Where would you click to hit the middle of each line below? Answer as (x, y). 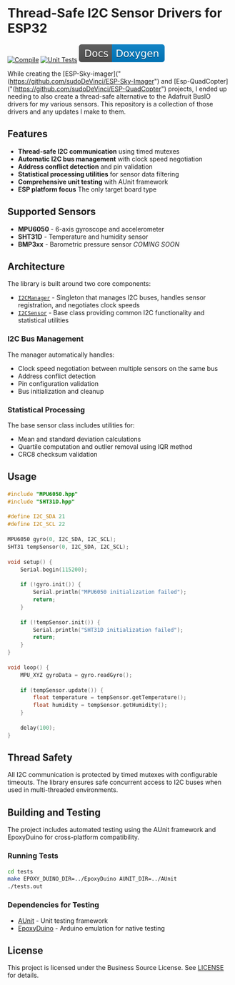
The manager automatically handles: (61, 355)
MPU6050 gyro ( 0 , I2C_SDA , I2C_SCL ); (62, 540)
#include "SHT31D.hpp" (41, 502)
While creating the (34, 74)
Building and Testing (54, 812)
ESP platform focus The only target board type (87, 189)
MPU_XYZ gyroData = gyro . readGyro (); (76, 675)
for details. (23, 975)
